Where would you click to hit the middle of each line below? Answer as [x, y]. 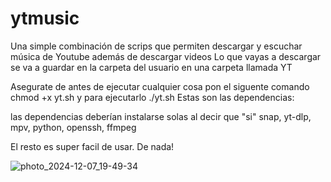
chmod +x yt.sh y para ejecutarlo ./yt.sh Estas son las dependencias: [152, 97]
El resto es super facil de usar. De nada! [92, 146]
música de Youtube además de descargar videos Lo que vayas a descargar [166, 56]
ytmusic [45, 18]
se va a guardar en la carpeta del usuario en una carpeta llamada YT [151, 67]
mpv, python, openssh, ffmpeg [73, 127]
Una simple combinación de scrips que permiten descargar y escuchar [156, 46]
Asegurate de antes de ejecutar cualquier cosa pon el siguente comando [160, 86]
